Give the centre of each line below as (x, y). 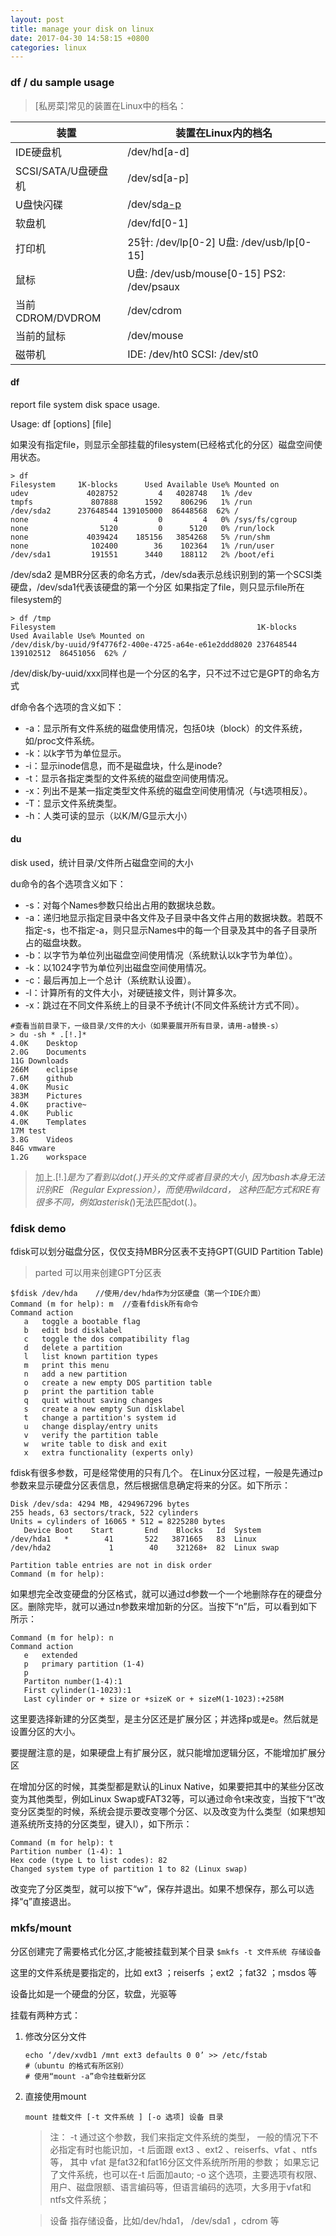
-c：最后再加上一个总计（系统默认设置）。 (110, 980)
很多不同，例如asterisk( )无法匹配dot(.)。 (118, 1202)
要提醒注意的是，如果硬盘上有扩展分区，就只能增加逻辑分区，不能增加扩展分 (168, 1753)
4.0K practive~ (48, 1104)
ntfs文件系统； (79, 2199)
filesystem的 (36, 599)
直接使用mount (55, 2096)
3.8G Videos (42, 1139)
